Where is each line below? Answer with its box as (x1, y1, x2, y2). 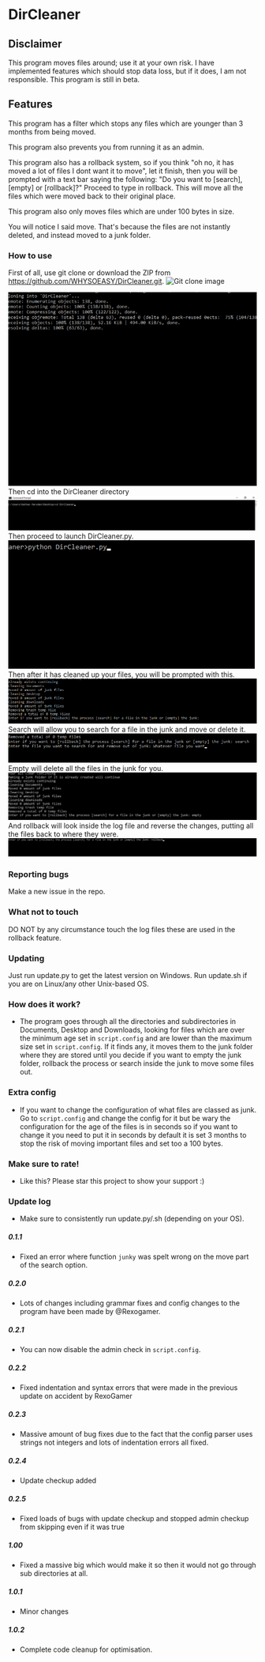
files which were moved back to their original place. (8, 191, 176, 201)
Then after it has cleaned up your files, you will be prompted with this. (8, 670, 235, 679)
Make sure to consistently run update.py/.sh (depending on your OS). (19, 1214, 244, 1223)
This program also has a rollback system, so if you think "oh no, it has (8, 157, 234, 167)
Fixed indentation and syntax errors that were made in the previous (19, 1383, 238, 1392)
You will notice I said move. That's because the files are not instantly (8, 221, 231, 231)
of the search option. (19, 1260, 88, 1270)
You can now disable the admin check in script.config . (19, 1345, 201, 1354)
